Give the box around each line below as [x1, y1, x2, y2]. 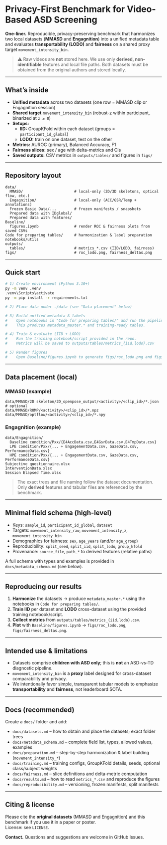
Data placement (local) [5, 373, 78, 382]
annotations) [5, 202, 32, 207]
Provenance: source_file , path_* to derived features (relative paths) [12, 548, 152, 554]
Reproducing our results [5, 582, 82, 591]
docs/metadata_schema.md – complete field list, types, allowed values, [12, 739, 153, 745]
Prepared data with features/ [9, 215, 72, 220]
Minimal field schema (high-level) [5, 509, 112, 517]
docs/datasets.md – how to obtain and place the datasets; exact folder [12, 728, 156, 734]
